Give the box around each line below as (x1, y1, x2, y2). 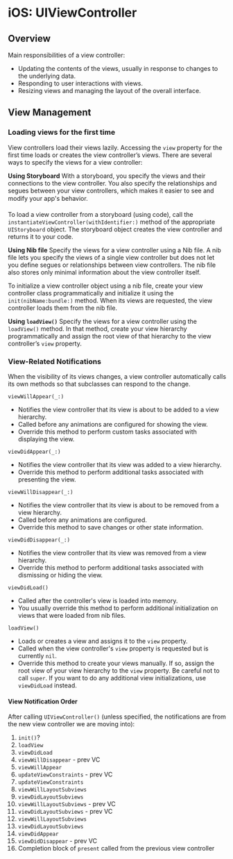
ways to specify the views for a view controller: (8, 158, 143, 166)
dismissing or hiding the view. (17, 571, 103, 579)
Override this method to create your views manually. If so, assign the (17, 659, 215, 667)
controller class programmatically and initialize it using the (8, 288, 174, 297)
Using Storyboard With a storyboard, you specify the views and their (8, 172, 206, 180)
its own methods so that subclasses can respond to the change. (8, 379, 191, 388)
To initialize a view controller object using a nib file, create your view (8, 281, 203, 290)
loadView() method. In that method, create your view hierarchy (8, 325, 187, 333)
